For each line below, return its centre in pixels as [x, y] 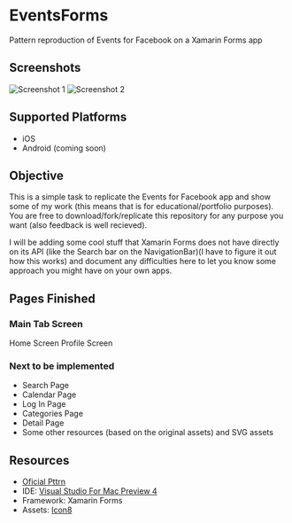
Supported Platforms [68, 117]
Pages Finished [52, 298]
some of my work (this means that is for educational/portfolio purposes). [142, 207]
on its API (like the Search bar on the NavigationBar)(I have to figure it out [143, 252]
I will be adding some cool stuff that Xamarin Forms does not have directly [144, 242]
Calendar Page [49, 394]
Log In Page [44, 404]
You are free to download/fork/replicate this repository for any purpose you [146, 216]
